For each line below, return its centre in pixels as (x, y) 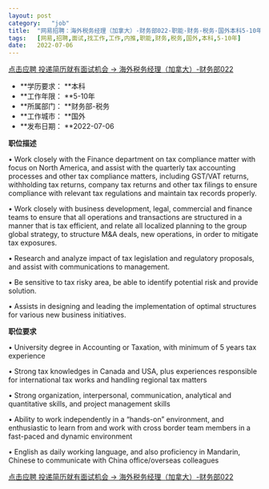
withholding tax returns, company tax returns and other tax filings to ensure (133, 185)
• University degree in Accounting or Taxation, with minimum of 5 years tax (132, 347)
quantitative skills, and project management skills (89, 404)
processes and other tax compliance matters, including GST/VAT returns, (129, 176)
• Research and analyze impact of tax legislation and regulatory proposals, (131, 259)
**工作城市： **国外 (52, 116)
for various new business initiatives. (67, 315)
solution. (23, 291)
